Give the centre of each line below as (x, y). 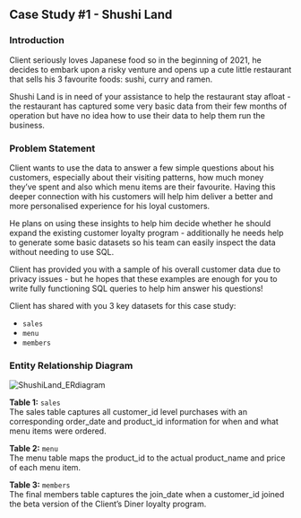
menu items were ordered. (58, 431)
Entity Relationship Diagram (71, 365)
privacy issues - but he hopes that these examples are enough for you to (143, 278)
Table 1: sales (35, 402)
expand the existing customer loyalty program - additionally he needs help (146, 233)
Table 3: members (40, 485)
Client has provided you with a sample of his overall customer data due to (145, 269)
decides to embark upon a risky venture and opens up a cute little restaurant (150, 69)
